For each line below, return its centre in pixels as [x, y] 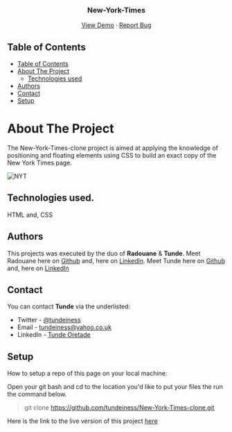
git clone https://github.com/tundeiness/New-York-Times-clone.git [119, 408]
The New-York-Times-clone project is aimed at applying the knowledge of [113, 148]
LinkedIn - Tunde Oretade [54, 335]
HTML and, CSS [30, 215]
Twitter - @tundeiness [49, 320]
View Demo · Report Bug [116, 25]
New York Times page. [40, 163]
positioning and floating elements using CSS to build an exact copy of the [112, 156]
